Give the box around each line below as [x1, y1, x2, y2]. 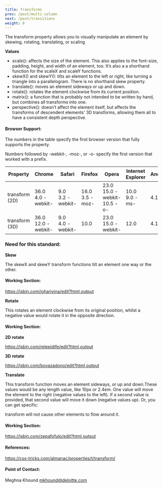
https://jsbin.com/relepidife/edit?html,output [5, 344, 94, 350]
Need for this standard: [5, 241, 61, 248]
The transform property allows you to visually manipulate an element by [5, 34, 149, 40]
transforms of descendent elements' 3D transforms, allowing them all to [12, 110, 156, 116]
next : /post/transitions [5, 16, 55, 21]
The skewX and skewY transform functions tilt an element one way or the [5, 261, 152, 267]
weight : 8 [5, 20, 25, 26]
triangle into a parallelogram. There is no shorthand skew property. [12, 79, 146, 84]
